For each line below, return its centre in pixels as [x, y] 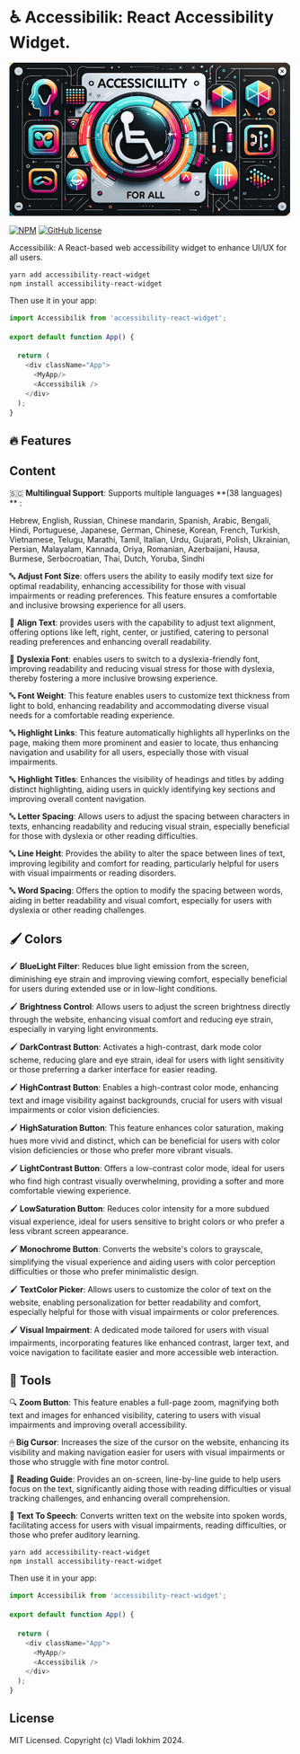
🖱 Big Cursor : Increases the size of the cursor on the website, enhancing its [150, 1442]
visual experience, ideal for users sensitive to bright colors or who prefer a [147, 1221]
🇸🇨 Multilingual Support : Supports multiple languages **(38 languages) [146, 493]
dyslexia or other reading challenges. [78, 910]
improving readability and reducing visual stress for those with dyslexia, [142, 668]
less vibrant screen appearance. [69, 1230]
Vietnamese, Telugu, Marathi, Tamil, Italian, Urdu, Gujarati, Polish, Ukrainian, [150, 539]
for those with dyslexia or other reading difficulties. [104, 835]
